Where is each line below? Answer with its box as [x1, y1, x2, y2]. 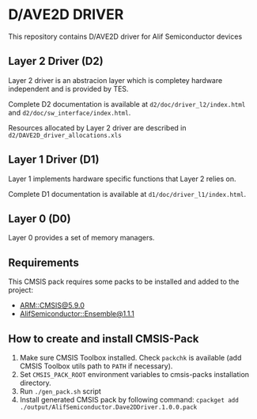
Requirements [8, 255, 79, 270]
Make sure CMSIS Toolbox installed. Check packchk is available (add [19, 353, 242, 362]
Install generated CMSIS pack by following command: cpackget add [19, 395, 239, 404]
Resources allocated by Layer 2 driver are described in [8, 123, 187, 132]
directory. [19, 378, 51, 387]
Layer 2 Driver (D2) [8, 55, 104, 68]
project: [8, 285, 34, 295]
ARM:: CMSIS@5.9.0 [19, 300, 85, 310]
